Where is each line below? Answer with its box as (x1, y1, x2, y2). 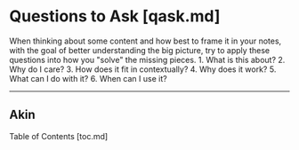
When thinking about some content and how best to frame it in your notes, (9, 36, 282, 46)
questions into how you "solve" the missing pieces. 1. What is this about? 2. (9, 54, 286, 65)
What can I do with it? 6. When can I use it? (9, 73, 167, 83)
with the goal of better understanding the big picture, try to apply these (9, 44, 270, 55)
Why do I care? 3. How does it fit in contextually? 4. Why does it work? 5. (9, 64, 277, 75)
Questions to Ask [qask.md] (9, 6, 221, 27)
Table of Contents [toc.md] (9, 130, 109, 141)
